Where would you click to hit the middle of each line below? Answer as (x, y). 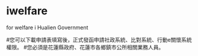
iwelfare (27, 11)
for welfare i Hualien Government (47, 27)
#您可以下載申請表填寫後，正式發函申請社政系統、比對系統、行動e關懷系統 (99, 39)
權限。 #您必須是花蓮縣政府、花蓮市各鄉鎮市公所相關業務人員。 (85, 47)
